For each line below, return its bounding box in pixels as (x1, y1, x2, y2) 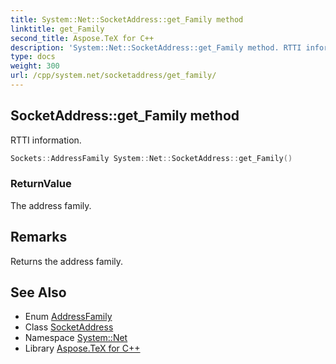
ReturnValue (10, 177, 72, 191)
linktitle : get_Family (10, 24, 105, 34)
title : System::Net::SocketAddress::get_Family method (10, 14, 244, 25)
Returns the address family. (10, 255, 124, 267)
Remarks (10, 229, 68, 246)
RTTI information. (10, 134, 82, 146)
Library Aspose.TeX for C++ (24, 342, 141, 355)
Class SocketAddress (24, 321, 114, 333)
